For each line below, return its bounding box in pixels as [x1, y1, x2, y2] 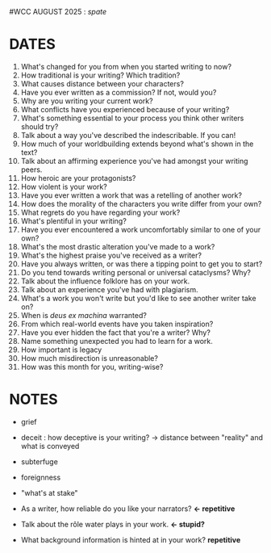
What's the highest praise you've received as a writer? [20, 250, 202, 260]
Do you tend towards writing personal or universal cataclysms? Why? [20, 267, 251, 277]
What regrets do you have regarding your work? [20, 207, 181, 217]
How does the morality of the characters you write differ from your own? [20, 199, 262, 208]
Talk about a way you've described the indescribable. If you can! [20, 130, 236, 140]
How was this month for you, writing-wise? [20, 362, 164, 371]
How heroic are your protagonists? [20, 173, 136, 182]
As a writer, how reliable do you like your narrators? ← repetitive [20, 504, 236, 513]
